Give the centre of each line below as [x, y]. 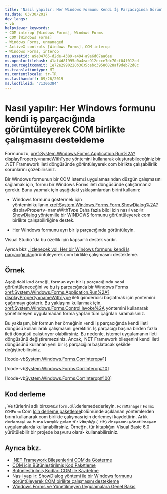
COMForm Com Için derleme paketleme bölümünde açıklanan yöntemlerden [80, 411]
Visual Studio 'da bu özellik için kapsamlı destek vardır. [61, 239]
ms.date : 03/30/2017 [27, 14]
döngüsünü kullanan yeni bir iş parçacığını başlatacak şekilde [68, 344]
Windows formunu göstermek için [47, 199]
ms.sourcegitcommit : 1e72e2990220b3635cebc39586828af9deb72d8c [72, 65]
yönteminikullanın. [31, 205]
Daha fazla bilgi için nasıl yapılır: [112, 210]
